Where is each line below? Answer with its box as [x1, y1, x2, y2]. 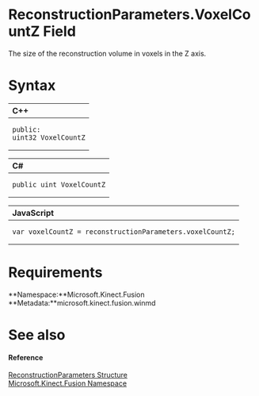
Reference [8, 352, 44, 362]
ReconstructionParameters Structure [8, 371, 128, 380]
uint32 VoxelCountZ [12, 133, 86, 142]
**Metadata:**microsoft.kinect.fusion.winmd [8, 298, 156, 307]
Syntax [8, 77, 56, 94]
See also [8, 326, 66, 344]
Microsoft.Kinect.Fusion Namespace [8, 379, 128, 388]
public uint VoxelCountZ [12, 180, 106, 189]
